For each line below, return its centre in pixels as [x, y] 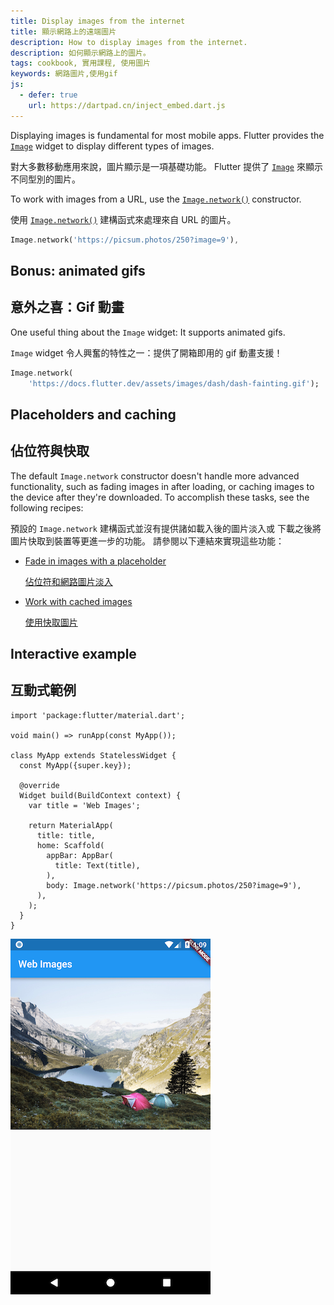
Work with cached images [78, 601]
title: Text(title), [97, 865]
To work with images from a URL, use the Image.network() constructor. [156, 199]
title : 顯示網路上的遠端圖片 [63, 31]
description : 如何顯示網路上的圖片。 [80, 53]
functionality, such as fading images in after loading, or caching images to [162, 486]
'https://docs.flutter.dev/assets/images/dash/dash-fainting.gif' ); [174, 383]
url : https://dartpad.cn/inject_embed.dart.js [127, 105]
